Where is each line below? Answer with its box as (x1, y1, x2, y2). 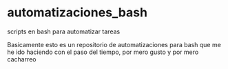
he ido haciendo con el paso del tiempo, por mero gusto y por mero (7, 48, 199, 56)
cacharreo (7, 55, 37, 63)
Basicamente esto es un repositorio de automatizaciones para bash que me (7, 40, 222, 49)
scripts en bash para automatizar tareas (7, 27, 121, 36)
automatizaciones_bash (7, 5, 148, 20)
